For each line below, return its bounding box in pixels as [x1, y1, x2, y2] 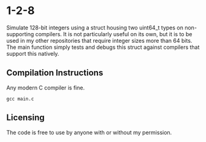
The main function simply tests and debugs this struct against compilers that [6, 43, 200, 51]
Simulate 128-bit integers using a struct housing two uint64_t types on [6, 24, 184, 31]
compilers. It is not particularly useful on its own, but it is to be [35, 30, 193, 37]
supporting [6, 30, 34, 37]
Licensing [6, 113, 45, 123]
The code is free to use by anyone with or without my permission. [6, 129, 172, 136]
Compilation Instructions [6, 68, 104, 78]
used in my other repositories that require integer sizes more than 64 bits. [6, 37, 193, 44]
